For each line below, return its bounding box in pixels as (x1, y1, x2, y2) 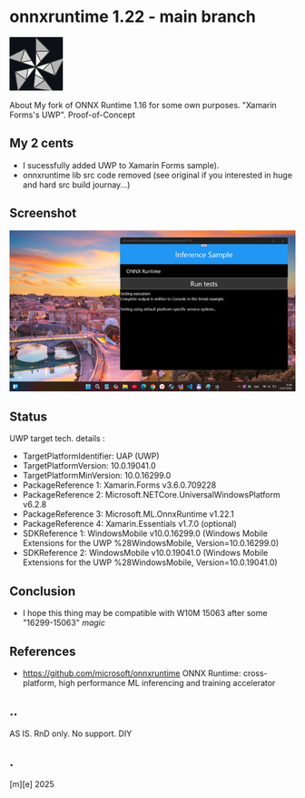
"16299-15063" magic (22, 617, 106, 629)
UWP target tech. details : (9, 433, 106, 444)
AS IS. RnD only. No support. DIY (9, 728, 133, 739)
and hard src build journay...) (22, 179, 131, 190)
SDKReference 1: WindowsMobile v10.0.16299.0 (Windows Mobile (22, 528, 268, 539)
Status (9, 409, 48, 424)
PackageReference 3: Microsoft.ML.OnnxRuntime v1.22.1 (22, 509, 234, 520)
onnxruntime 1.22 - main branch (9, 6, 257, 27)
